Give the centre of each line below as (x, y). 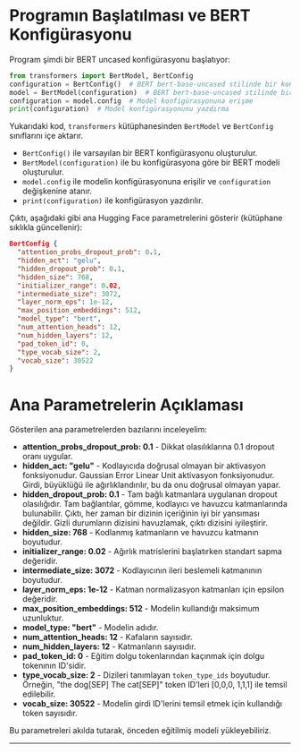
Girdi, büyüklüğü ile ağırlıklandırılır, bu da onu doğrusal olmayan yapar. (151, 485)
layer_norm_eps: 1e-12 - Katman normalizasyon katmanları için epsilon (153, 590)
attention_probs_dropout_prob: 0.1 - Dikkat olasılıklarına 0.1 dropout (148, 447)
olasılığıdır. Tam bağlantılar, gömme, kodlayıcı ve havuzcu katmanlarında (155, 504)
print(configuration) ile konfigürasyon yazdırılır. (112, 201)
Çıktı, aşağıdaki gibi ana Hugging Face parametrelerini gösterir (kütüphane (146, 218)
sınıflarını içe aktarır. (46, 136)
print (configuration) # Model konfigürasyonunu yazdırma (119, 109)
